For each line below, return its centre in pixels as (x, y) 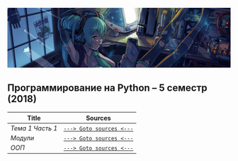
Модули (22, 138)
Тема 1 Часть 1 (34, 128)
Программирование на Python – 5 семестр (107, 88)
